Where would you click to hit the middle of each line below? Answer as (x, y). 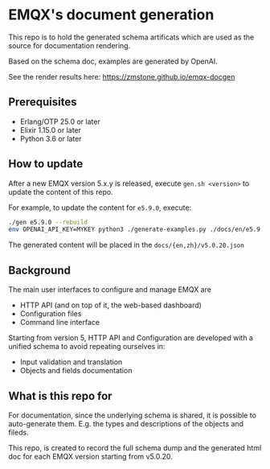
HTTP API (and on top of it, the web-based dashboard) (111, 305)
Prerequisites (43, 102)
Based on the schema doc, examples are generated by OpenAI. (113, 61)
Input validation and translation (71, 362)
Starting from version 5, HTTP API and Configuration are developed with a (131, 338)
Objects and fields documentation (76, 371)
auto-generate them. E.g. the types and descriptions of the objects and (126, 423)
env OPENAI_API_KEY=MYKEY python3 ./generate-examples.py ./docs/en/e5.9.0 (138, 230)
